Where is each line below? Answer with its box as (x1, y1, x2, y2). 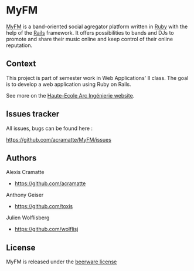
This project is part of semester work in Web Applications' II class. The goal (6, 74, 189, 81)
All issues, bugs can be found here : (6, 125, 93, 132)
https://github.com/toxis (14, 203, 73, 210)
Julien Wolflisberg (6, 214, 50, 221)
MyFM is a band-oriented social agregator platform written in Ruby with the (6, 23, 188, 30)
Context (6, 59, 36, 69)
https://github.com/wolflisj (14, 226, 79, 233)
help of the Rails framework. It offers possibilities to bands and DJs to (6, 29, 174, 36)
